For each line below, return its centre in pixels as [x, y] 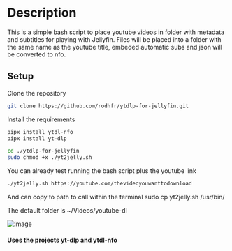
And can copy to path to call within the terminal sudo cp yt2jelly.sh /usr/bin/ [116, 197]
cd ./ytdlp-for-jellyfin [43, 151]
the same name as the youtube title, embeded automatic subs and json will [115, 47]
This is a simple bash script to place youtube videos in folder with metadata [116, 32]
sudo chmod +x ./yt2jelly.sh [50, 158]
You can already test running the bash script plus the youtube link [102, 171]
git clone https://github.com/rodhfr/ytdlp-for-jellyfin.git [98, 106]
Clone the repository [37, 93]
